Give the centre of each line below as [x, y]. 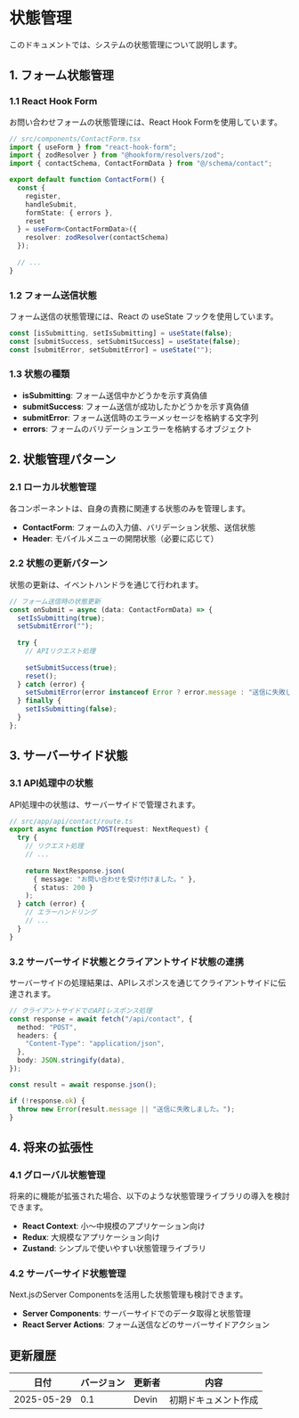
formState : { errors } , [69, 213]
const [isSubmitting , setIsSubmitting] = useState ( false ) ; [121, 333]
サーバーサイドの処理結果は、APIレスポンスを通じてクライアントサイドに [144, 982]
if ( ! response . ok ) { [48, 1101]
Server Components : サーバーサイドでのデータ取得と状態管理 [137, 1314]
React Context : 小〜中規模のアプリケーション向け [113, 1226]
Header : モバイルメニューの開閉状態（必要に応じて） [120, 538]
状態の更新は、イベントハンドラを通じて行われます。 [106, 584]
